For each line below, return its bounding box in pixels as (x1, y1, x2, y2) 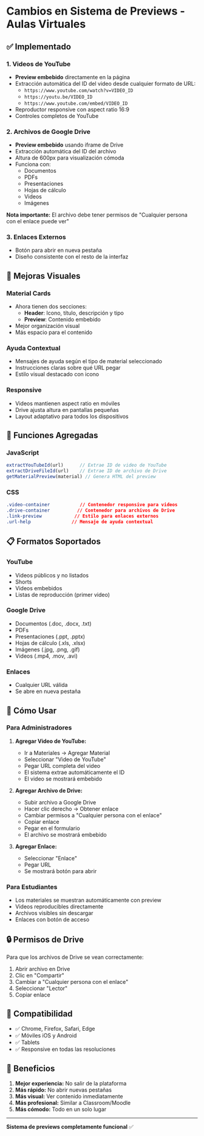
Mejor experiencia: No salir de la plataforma (15, 1079, 127, 1087)
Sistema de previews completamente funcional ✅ (6, 1123, 134, 1130)
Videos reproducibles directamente (15, 903, 104, 910)
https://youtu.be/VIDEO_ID (24, 94, 93, 100)
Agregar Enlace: (15, 843, 57, 850)
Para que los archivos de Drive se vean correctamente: (6, 953, 144, 961)
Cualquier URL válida (15, 681, 68, 689)
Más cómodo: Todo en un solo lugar (15, 1106, 107, 1113)
